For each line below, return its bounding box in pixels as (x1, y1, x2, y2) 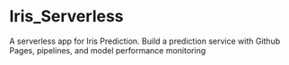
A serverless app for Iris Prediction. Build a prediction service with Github (9, 36, 281, 46)
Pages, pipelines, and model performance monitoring (9, 45, 206, 55)
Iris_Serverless (9, 6, 124, 27)
